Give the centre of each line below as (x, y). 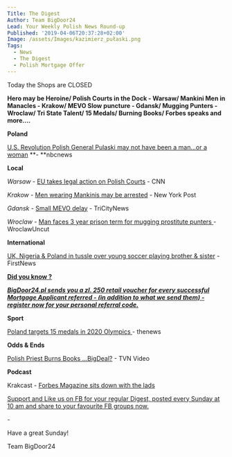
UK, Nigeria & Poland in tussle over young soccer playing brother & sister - (114, 256)
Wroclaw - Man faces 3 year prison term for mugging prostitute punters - (112, 222)
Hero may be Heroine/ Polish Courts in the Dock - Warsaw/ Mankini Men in (116, 98)
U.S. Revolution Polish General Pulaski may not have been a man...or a (107, 147)
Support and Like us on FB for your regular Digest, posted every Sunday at (114, 398)
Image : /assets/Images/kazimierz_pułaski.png (74, 39)
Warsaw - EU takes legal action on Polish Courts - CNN (86, 181)
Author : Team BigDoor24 (42, 20)
